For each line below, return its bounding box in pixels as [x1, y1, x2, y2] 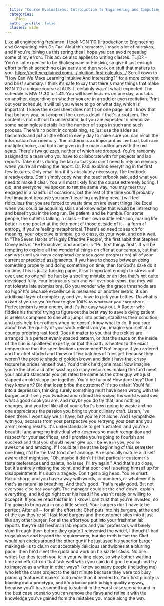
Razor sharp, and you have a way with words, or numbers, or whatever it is [5, 476, 155, 482]
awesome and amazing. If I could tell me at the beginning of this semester [5, 444, 154, 450]
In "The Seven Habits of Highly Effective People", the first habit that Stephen [5, 236, 159, 242]
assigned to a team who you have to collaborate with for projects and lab [5, 153, 152, 159]
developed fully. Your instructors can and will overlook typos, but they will [5, 278, 154, 284]
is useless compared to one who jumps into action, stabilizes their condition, [5, 314, 159, 321]
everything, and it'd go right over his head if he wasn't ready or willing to [5, 491, 151, 497]
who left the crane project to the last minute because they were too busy [5, 569, 151, 575]
